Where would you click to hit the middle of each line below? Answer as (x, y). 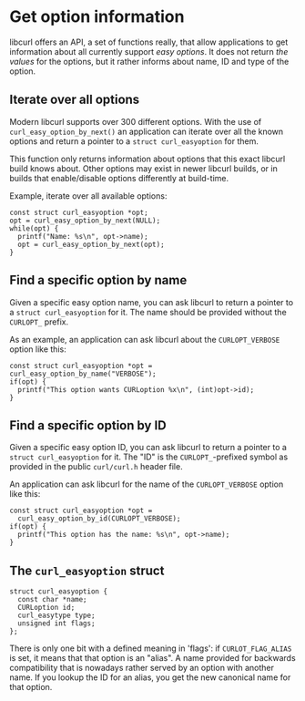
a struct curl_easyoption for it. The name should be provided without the (148, 312)
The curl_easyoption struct (87, 570)
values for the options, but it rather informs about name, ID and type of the (149, 61)
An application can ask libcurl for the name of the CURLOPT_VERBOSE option (147, 484)
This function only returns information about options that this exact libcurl (147, 159)
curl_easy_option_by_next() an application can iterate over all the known (147, 131)
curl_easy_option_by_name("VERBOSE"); (83, 374)
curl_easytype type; (56, 616)
